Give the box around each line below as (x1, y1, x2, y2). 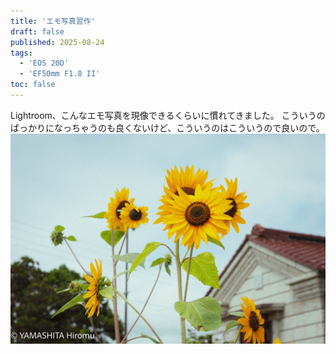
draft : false (10, 26, 65, 37)
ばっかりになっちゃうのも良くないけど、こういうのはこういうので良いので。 (10, 121, 325, 134)
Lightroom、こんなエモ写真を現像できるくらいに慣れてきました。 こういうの (10, 109, 326, 121)
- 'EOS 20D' (19, 58, 70, 69)
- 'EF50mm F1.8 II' (19, 69, 101, 79)
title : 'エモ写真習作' (10, 16, 96, 26)
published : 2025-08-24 (10, 37, 105, 47)
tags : (10, 48, 33, 58)
